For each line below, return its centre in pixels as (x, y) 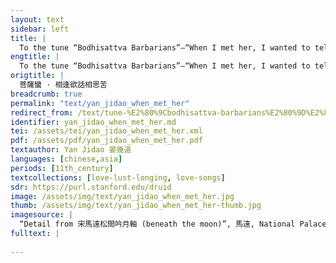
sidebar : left (40, 29)
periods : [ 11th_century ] (62, 168)
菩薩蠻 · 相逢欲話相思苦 (63, 85)
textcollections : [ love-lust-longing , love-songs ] (118, 177)
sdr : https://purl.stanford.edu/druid (91, 187)
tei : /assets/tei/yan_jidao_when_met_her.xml (106, 131)
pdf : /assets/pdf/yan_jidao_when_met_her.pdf (106, 141)
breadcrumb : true (46, 94)
